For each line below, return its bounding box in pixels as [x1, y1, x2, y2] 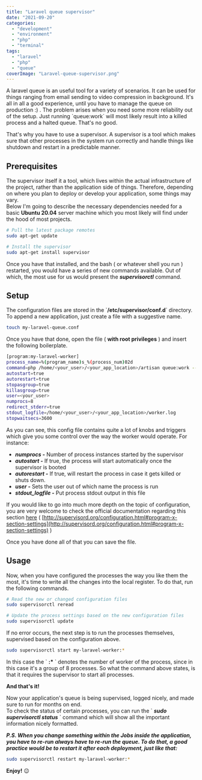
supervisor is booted [14, 463, 67, 471]
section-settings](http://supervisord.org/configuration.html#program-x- [6, 520, 185, 527]
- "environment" [11, 31, 52, 37]
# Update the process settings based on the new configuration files [6, 613, 185, 619]
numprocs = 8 [6, 399, 34, 405]
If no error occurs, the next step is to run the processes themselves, [6, 629, 175, 636]
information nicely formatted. [6, 720, 78, 727]
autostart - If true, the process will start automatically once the [14, 457, 172, 465]
